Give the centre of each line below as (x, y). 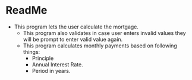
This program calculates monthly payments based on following (100, 46)
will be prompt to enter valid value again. (73, 39)
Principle (43, 58)
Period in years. (51, 71)
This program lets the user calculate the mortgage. (76, 27)
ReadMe (26, 10)
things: (32, 52)
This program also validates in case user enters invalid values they (104, 33)
